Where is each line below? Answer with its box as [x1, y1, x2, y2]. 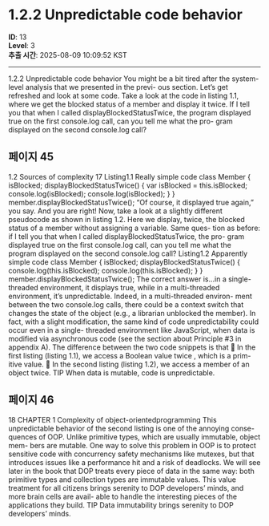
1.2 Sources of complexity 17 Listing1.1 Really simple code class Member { [8, 172, 251, 181]
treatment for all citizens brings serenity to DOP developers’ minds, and [8, 483, 244, 492]
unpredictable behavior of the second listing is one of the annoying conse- [8, 423, 255, 433]
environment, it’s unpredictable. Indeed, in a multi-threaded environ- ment [8, 291, 252, 301]
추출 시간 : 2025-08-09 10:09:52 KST [8, 50, 127, 59]
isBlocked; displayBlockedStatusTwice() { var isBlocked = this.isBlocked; [8, 180, 248, 190]
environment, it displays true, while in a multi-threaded [39, 282, 220, 292]
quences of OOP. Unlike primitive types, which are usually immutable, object [8, 431, 261, 442]
